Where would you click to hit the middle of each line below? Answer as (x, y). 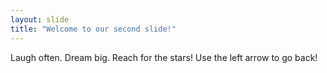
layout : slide (40, 19)
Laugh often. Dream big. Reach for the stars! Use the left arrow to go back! (164, 57)
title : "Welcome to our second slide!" (93, 29)
